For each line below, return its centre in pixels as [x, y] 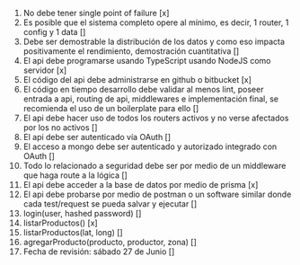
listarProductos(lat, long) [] [73, 232]
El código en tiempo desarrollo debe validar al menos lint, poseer [143, 89]
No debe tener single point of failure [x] [96, 13]
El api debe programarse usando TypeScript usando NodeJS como [147, 61]
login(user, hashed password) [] [82, 213]
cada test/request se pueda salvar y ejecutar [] [110, 204]
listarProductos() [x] [60, 223]
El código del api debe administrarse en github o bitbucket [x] [137, 79]
